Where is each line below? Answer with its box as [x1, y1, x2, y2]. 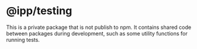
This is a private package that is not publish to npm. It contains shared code [6, 24, 192, 31]
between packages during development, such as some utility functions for [6, 30, 188, 37]
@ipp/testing [6, 4, 72, 18]
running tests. [6, 36, 40, 43]
